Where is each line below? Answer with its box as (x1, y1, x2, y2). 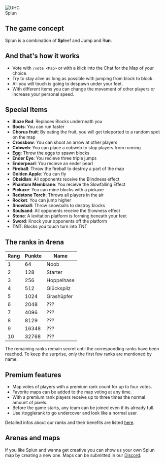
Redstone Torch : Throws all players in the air (12, 192, 104, 198)
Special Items (5, 106, 48, 114)
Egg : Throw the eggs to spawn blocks (12, 150, 90, 156)
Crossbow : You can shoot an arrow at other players (12, 139, 118, 145)
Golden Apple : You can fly (12, 171, 66, 177)
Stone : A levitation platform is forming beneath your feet (12, 213, 127, 219)
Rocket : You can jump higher (12, 197, 71, 203)
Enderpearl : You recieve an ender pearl (12, 161, 93, 167)
